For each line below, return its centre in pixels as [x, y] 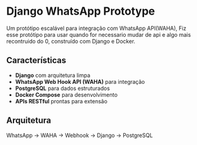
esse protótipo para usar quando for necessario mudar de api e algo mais [99, 34]
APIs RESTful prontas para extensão [61, 101]
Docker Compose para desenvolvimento [66, 95]
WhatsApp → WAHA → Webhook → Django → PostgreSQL [80, 135]
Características [36, 60]
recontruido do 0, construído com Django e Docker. [71, 41]
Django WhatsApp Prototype [81, 11]
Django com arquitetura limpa [52, 75]
